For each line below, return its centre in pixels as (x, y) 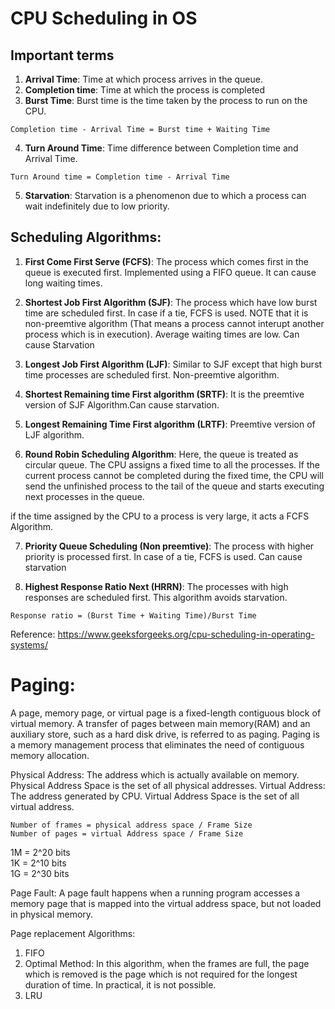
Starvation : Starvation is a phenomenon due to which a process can (165, 195)
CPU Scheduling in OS (104, 18)
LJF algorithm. (54, 434)
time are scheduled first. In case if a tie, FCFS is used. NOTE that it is (166, 313)
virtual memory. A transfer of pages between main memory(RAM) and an (160, 723)
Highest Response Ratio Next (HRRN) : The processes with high (156, 586)
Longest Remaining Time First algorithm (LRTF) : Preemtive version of (170, 424)
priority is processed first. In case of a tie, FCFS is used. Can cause (163, 556)
